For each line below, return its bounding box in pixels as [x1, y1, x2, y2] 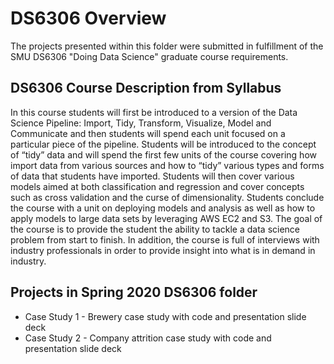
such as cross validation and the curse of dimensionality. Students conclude [10, 191, 325, 203]
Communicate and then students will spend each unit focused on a [10, 127, 286, 139]
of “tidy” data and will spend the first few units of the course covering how [10, 148, 317, 161]
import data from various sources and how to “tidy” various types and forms [10, 159, 325, 171]
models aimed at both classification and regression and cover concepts [10, 180, 305, 192]
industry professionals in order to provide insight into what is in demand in [10, 244, 316, 256]
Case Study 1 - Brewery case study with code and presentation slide [24, 310, 307, 322]
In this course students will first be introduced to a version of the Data [10, 106, 298, 118]
